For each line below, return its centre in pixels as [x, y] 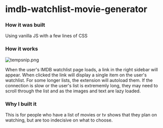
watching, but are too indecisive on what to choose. [59, 120]
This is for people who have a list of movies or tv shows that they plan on [81, 115]
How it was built [25, 25]
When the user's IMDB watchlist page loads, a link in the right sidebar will [82, 69]
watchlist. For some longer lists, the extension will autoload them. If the [79, 80]
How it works [22, 49]
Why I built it [21, 104]
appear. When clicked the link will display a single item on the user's [76, 75]
